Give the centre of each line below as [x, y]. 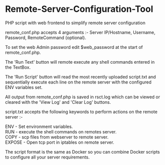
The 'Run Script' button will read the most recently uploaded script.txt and [81, 77]
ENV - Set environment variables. [39, 126]
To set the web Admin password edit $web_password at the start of [74, 47]
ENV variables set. [24, 87]
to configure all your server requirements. [47, 157]
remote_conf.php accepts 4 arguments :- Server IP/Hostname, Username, [80, 32]
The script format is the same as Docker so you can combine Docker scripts [82, 152]
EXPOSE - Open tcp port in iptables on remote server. [60, 142]
